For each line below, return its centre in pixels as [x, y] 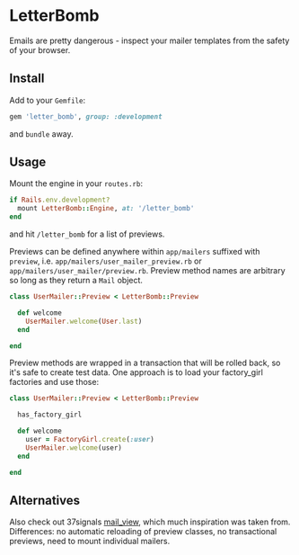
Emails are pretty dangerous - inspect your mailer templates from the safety [149, 40]
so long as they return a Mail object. [76, 281]
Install [27, 79]
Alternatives [45, 500]
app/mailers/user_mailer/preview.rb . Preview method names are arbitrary [147, 271]
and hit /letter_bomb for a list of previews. [87, 234]
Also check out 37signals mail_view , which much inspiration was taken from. [150, 522]
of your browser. [40, 49]
